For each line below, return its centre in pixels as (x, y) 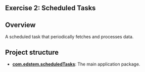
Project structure (32, 52)
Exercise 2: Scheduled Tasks (50, 8)
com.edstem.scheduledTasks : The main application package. (76, 64)
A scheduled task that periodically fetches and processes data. (69, 37)
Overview (21, 25)
